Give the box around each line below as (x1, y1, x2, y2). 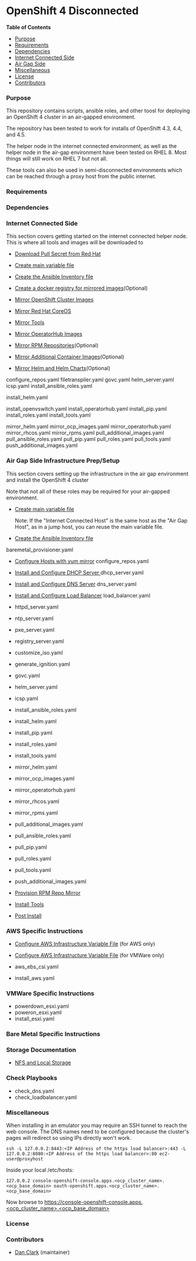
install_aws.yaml (14, 974, 55, 981)
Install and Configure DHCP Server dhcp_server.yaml (14, 569, 144, 576)
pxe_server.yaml (14, 626, 55, 633)
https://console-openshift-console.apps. (44, 1198, 143, 1206)
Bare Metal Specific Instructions (6, 1030, 100, 1038)
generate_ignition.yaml (14, 660, 71, 668)
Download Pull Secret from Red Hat (14, 250, 101, 257)
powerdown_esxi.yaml (14, 1002, 69, 1010)
